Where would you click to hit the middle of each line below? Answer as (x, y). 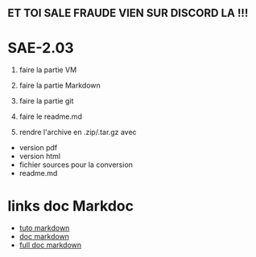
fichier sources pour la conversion (76, 165)
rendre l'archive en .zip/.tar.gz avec (78, 133)
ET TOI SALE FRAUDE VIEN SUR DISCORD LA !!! (128, 13)
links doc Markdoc (71, 206)
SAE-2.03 (41, 48)
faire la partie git (46, 101)
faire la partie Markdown (60, 86)
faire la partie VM (48, 70)
